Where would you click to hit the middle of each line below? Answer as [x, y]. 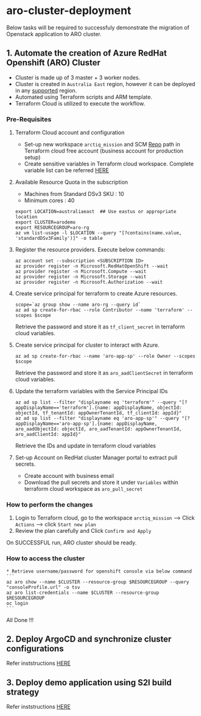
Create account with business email [69, 476]
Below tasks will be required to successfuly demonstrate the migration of [98, 27]
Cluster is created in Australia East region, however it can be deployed [105, 84]
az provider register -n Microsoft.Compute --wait [81, 272]
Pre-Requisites [29, 119]
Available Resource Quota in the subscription [72, 182]
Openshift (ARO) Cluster [53, 63]
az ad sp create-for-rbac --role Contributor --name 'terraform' [100, 310]
